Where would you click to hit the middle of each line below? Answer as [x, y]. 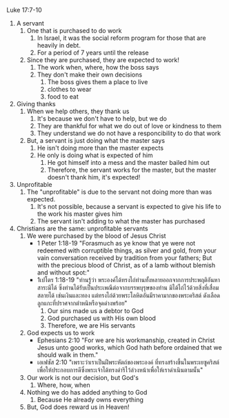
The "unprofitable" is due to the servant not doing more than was [119, 192]
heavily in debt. [59, 45]
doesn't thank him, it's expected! [94, 177]
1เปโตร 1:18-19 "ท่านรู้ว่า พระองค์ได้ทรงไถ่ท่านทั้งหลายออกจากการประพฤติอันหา [128, 280]
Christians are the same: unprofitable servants [82, 228]
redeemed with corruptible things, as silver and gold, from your [127, 250]
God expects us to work [61, 333]
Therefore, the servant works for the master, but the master [132, 170]
